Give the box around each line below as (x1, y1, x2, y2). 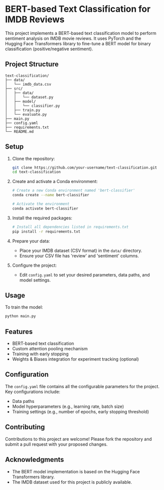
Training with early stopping (12, 351, 69, 357)
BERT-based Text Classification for (5, 3, 151, 15)
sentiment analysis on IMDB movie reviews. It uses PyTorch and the (5, 35, 141, 41)
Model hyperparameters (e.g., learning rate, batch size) (12, 403, 124, 409)
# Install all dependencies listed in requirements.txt (12, 224, 129, 229)
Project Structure (5, 60, 59, 68)
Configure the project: (12, 262, 57, 268)
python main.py (5, 314, 36, 319)
